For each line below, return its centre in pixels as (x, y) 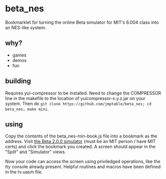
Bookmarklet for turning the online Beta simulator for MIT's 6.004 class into (82, 22)
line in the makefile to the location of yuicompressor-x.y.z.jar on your (75, 98)
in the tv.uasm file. (24, 172)
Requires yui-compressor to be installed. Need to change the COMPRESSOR (83, 93)
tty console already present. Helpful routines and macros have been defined (83, 167)
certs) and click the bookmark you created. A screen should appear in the (81, 147)
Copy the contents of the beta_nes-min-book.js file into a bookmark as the (81, 136)
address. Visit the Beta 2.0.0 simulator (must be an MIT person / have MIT (81, 141)
